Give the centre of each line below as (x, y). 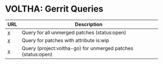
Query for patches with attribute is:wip (65, 40)
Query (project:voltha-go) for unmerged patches (77, 48)
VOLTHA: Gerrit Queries (54, 9)
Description (89, 24)
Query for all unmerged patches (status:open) (74, 32)
